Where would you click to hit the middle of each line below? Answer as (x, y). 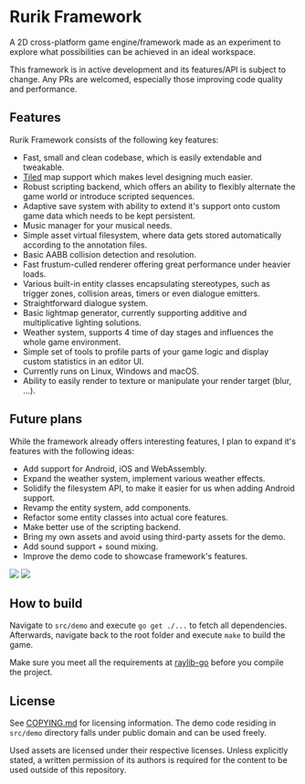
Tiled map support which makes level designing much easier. (137, 176)
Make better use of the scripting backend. (101, 526)
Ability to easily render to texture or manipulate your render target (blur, (157, 380)
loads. (34, 274)
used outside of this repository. (68, 770)
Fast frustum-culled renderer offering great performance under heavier (157, 264)
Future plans (46, 419)
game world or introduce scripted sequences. (109, 196)
